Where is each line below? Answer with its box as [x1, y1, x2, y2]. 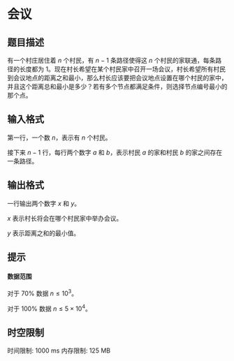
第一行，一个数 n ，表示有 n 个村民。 [7, 133, 112, 142]
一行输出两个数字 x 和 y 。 [7, 199, 81, 207]
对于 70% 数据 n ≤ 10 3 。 [7, 288, 78, 297]
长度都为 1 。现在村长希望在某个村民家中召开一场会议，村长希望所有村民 [19, 65, 226, 73]
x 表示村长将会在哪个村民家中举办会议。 [7, 214, 123, 222]
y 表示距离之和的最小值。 [7, 228, 80, 237]
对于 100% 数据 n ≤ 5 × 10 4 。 [7, 303, 92, 313]
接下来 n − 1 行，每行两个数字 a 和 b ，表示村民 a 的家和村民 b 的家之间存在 [7, 148, 223, 156]
